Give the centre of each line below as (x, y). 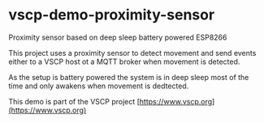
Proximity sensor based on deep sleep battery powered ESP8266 (118, 37)
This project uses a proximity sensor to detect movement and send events (132, 53)
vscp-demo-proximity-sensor (112, 15)
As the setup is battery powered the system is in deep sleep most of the (129, 77)
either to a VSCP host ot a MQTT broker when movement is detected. (124, 61)
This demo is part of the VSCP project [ (74, 101)
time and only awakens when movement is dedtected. (99, 86)
